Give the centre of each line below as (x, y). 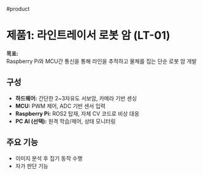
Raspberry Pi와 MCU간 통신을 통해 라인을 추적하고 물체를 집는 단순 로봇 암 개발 (102, 61)
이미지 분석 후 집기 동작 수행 (49, 158)
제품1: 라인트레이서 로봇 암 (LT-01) (88, 35)
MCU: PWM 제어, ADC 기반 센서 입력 (60, 106)
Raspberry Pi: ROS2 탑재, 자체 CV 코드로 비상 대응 (77, 113)
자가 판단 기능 (32, 166)
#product (18, 9)
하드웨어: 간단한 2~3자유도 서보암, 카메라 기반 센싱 (76, 98)
